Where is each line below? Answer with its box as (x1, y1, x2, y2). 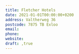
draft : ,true (5, 41, 33, 46)
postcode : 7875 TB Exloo (5, 22, 58, 27)
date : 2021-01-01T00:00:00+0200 (5, 12, 74, 17)
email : (5, 27, 19, 32)
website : (5, 37, 24, 42)
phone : (5, 31, 19, 37)
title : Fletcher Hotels (5, 7, 56, 13)
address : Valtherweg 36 (5, 17, 56, 22)
